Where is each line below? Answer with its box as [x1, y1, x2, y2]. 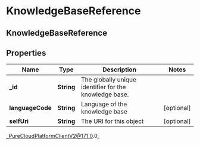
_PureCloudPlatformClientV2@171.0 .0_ [6, 133, 100, 140]
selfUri [9, 117, 29, 125]
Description [102, 65, 137, 74]
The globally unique [81, 75, 137, 84]
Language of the [81, 100, 127, 108]
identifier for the [81, 83, 126, 92]
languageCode [9, 104, 52, 112]
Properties [6, 48, 46, 58]
